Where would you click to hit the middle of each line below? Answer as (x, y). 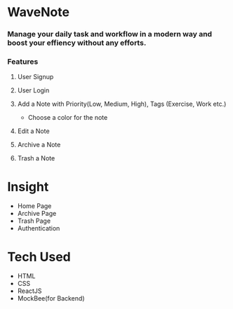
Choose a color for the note (68, 118)
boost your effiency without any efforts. (77, 43)
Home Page (34, 206)
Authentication (39, 228)
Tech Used (39, 257)
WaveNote (39, 12)
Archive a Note (39, 145)
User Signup (35, 77)
